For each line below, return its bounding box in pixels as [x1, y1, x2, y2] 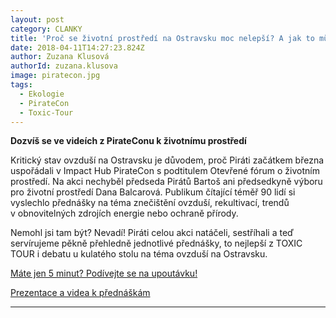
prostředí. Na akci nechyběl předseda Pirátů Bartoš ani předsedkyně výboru [10, 176, 323, 188]
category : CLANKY [10, 24, 83, 34]
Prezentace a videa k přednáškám [10, 287, 151, 299]
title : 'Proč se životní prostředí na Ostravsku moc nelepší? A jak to [10, 33, 315, 43]
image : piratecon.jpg [10, 71, 101, 81]
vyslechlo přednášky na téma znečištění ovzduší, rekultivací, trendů [10, 197, 290, 209]
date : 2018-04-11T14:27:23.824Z [10, 42, 145, 53]
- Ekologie [19, 89, 65, 99]
